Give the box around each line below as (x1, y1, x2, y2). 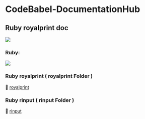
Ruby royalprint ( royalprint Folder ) (5, 73, 93, 80)
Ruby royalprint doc (5, 24, 68, 32)
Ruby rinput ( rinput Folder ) (5, 96, 75, 103)
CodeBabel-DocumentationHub (5, 4, 140, 15)
